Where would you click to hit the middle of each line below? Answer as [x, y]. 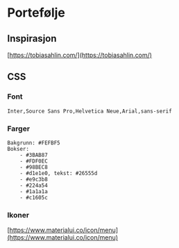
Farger [18, 129]
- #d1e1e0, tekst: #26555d [59, 173]
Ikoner [18, 215]
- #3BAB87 [34, 155]
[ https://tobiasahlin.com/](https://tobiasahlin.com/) [80, 55]
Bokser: [18, 149]
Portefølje [36, 13]
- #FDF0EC [34, 161]
